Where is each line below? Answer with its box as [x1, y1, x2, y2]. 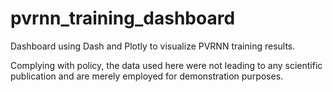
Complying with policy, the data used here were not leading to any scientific [10, 59, 323, 71]
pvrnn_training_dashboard [10, 7, 236, 30]
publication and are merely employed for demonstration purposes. [10, 70, 284, 82]
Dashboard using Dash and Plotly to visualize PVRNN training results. [10, 40, 296, 52]
